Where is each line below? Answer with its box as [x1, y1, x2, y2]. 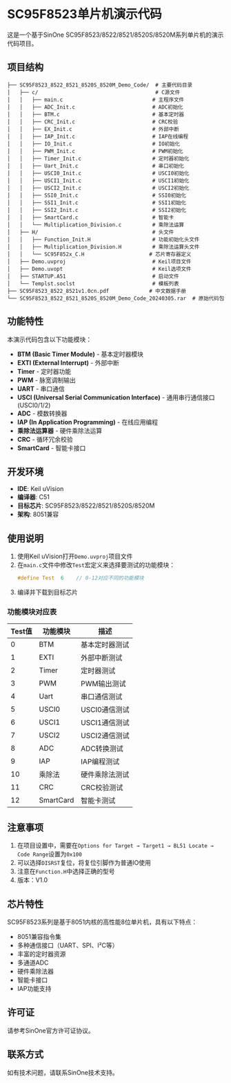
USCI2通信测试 [80, 731, 130, 741]
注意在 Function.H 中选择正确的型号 [17, 867, 115, 876]
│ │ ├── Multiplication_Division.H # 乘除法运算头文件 [7, 243, 200, 250]
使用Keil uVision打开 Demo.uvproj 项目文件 [17, 552, 133, 561]
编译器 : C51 [17, 493, 50, 501]
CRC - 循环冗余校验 [17, 435, 74, 443]
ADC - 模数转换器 [17, 409, 68, 418]
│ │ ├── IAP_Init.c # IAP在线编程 [7, 133, 188, 140]
